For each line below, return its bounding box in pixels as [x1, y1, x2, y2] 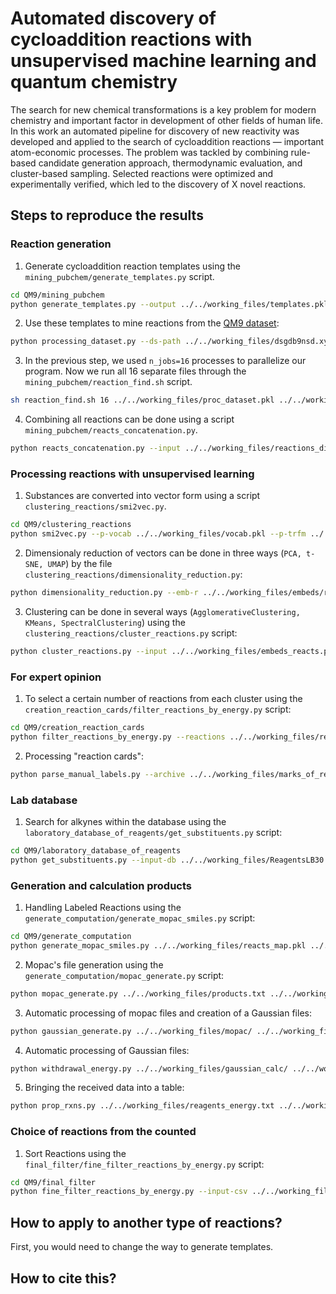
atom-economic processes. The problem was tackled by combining [10, 146, 289, 158]
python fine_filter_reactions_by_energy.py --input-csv [10, 1187, 248, 1197]
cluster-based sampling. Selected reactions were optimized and [10, 167, 274, 179]
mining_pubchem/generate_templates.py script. [24, 270, 215, 282]
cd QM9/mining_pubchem [10, 290, 105, 300]
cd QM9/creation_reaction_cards [10, 723, 145, 733]
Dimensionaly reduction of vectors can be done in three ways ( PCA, [24, 547, 302, 559]
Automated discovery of [10, 7, 217, 30]
